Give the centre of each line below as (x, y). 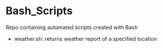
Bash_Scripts (39, 11)
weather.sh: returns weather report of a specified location (85, 39)
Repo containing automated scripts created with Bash (72, 27)
